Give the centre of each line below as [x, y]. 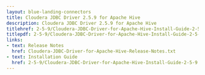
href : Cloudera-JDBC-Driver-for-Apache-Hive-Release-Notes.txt [94, 51]
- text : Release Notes [35, 46]
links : [15, 40]
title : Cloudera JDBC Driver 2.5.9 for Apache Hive [73, 18]
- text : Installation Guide [42, 57]
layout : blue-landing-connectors [49, 12]
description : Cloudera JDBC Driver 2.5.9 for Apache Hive [81, 23]
